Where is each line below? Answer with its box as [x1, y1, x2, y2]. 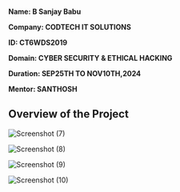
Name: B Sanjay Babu [8, 7, 82, 16]
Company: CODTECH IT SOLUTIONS [8, 22, 132, 31]
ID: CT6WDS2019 [8, 38, 68, 47]
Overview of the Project [8, 107, 130, 121]
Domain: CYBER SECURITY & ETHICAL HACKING [8, 54, 173, 62]
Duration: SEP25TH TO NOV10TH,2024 [8, 69, 142, 78]
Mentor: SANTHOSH [8, 84, 78, 94]
